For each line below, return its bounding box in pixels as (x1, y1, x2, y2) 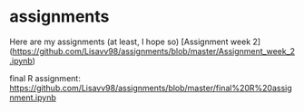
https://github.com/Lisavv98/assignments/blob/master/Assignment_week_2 (12, 45, 296, 56)
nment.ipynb (9, 92, 56, 103)
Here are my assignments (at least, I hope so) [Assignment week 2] (9, 36, 261, 47)
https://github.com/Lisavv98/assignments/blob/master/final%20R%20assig (9, 82, 292, 93)
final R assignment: (9, 72, 82, 83)
